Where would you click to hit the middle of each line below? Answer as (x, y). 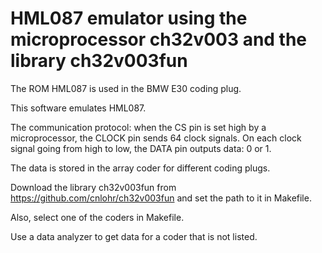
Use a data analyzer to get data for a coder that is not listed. (134, 236)
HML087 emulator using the (129, 18)
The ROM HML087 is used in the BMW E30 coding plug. (126, 88)
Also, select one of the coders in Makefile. (97, 217)
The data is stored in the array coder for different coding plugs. (140, 168)
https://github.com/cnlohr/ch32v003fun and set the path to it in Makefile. (161, 198)
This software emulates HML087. (78, 108)
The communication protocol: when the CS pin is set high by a (138, 127)
